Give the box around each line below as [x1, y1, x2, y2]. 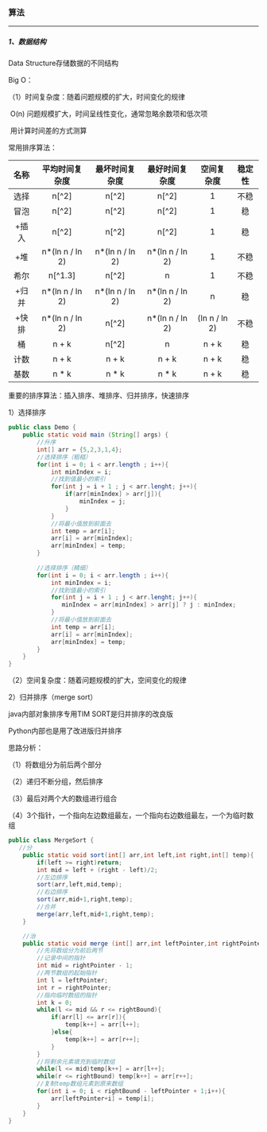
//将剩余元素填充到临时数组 [37, 1057, 115, 1066]
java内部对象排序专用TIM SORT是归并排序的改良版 [8, 709, 173, 719]
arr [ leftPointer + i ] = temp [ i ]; [50, 1095, 155, 1103]
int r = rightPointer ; [37, 983, 112, 991]
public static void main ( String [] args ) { [22, 431, 169, 439]
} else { [50, 1028, 73, 1037]
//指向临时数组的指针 [37, 991, 98, 999]
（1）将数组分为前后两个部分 [8, 760, 102, 770]
